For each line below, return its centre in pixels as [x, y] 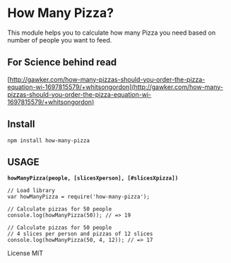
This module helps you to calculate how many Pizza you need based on [112, 33]
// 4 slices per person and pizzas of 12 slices [80, 234]
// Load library [31, 191]
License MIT [25, 253]
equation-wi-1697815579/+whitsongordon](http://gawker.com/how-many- [115, 87]
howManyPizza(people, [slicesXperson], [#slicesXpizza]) [93, 178]
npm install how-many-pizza [49, 140]
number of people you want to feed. [60, 40]
